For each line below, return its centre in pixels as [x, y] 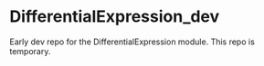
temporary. [30, 51]
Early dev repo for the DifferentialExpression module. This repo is [132, 42]
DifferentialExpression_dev [115, 17]
